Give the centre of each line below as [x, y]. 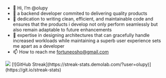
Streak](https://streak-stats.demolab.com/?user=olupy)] [92, 64]
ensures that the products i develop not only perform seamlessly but [85, 24]
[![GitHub [21, 64]
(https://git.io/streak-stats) [33, 70]
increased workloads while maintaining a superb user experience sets [87, 41]
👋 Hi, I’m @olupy [30, 8]
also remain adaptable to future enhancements [62, 30]
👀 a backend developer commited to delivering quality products [80, 13]
